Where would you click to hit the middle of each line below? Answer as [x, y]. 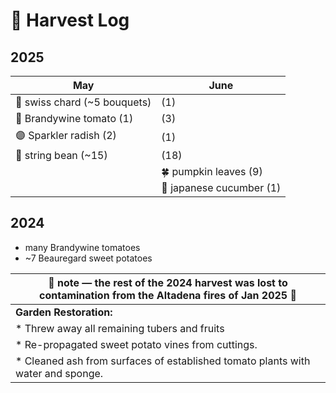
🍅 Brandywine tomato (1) [74, 118]
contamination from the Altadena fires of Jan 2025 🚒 [168, 295]
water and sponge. [59, 373]
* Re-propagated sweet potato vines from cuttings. [136, 344]
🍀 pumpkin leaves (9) [212, 171]
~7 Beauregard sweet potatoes [88, 258]
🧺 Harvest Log [70, 20]
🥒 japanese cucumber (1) [221, 187]
